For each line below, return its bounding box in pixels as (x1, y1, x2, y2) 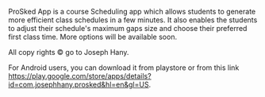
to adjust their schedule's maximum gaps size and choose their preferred (8, 24, 248, 33)
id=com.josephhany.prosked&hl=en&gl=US (8, 80, 149, 89)
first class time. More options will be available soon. (8, 32, 177, 41)
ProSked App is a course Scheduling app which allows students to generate (8, 7, 256, 16)
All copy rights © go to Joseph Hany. (8, 48, 129, 56)
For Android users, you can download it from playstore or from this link (8, 63, 240, 72)
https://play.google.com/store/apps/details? (8, 72, 152, 80)
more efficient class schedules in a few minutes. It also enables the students (8, 15, 258, 25)
